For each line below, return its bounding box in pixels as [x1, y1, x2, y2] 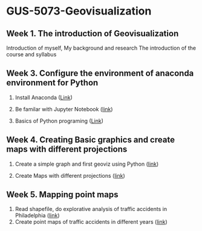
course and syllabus [6, 51, 57, 58]
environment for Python [6, 77, 99, 88]
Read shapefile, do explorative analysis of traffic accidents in [15, 206, 168, 213]
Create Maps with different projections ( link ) [15, 172, 125, 179]
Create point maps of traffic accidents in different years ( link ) [15, 218, 168, 226]
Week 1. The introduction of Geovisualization [6, 28, 179, 39]
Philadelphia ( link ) [15, 212, 60, 219]
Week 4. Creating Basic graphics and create [6, 135, 175, 145]
